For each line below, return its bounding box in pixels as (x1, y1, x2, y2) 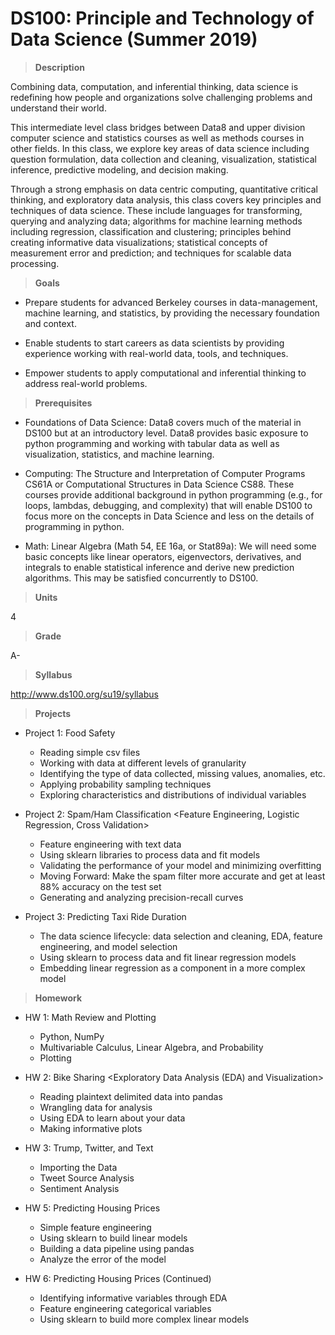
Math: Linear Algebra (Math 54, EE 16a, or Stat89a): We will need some (24, 540, 317, 552)
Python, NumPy (39, 1030, 105, 1042)
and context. (24, 317, 77, 329)
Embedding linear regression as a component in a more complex (39, 962, 306, 974)
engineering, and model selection (39, 940, 178, 952)
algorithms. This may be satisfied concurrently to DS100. (24, 572, 259, 584)
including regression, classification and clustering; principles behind (10, 225, 292, 237)
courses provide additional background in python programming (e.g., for (24, 488, 323, 501)
